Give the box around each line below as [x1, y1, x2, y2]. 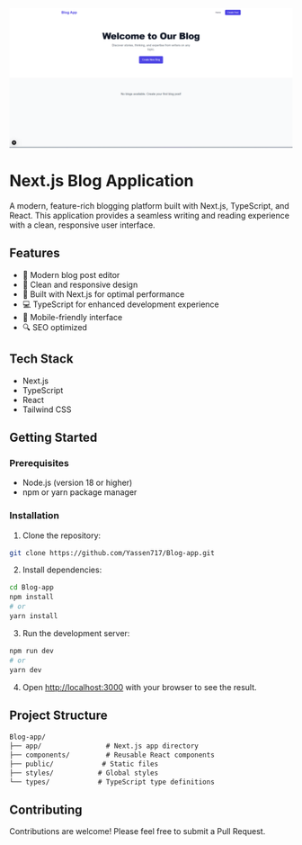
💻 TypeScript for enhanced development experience [22, 299, 220, 310]
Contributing [9, 802, 83, 817]
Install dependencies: [22, 564, 102, 575]
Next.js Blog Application [9, 171, 195, 192]
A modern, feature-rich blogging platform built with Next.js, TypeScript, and [9, 201, 289, 211]
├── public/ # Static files [9, 760, 159, 769]
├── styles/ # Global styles [9, 769, 159, 778]
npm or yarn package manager [22, 487, 138, 498]
